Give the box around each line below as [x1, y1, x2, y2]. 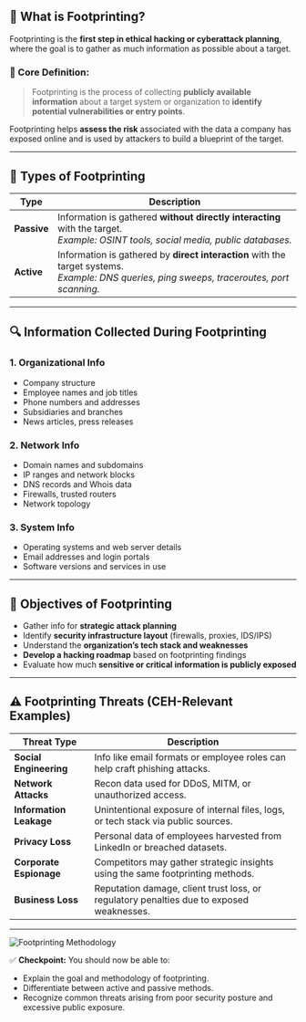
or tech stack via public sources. [94, 814, 233, 827]
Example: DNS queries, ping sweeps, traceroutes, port [57, 271, 290, 284]
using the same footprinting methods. [94, 867, 255, 880]
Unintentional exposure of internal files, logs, [94, 803, 285, 816]
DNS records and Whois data [22, 478, 132, 489]
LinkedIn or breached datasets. [94, 840, 228, 853]
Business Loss [14, 893, 79, 906]
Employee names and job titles [22, 387, 138, 398]
